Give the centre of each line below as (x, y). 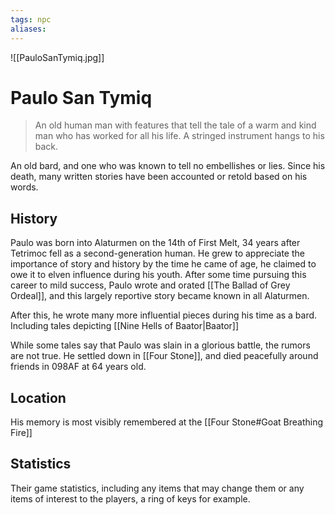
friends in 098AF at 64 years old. (78, 367)
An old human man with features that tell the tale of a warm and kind (175, 125)
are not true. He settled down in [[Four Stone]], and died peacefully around (164, 356)
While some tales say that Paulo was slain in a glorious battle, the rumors (160, 345)
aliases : (28, 29)
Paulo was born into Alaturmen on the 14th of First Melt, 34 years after (155, 243)
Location (38, 397)
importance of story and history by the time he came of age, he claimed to (163, 264)
